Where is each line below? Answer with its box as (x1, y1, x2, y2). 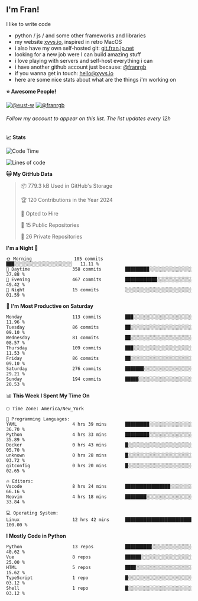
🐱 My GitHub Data (6, 171, 53, 178)
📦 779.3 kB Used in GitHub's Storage (20, 182, 113, 189)
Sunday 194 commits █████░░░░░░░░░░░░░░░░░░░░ (6, 376, 192, 383)
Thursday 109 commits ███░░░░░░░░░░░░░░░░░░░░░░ (6, 345, 192, 351)
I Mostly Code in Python (6, 532, 66, 539)
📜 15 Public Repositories (20, 221, 80, 229)
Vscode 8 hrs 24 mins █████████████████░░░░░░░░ (6, 484, 192, 490)
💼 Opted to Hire (20, 210, 59, 217)
